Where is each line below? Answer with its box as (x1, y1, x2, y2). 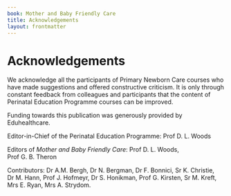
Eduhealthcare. (7, 118, 50, 127)
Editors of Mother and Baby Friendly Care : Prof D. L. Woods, (7, 145, 180, 154)
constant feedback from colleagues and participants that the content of (7, 91, 211, 99)
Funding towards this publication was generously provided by (7, 112, 183, 120)
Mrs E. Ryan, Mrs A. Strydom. (7, 181, 91, 189)
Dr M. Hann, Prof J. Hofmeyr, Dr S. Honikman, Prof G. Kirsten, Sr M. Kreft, (7, 174, 216, 182)
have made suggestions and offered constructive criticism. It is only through (7, 83, 225, 91)
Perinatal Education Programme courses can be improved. (7, 98, 174, 106)
